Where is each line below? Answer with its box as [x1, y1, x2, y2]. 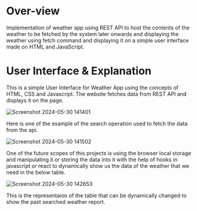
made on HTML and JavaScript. [6, 43, 85, 50]
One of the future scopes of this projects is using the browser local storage [6, 149, 192, 156]
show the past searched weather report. [6, 198, 106, 205]
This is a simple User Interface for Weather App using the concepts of [6, 84, 179, 91]
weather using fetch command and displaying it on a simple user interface [6, 37, 189, 44]
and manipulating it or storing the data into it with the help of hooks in [6, 156, 178, 163]
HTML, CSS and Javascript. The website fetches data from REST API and [6, 90, 187, 97]
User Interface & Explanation [6, 64, 151, 78]
